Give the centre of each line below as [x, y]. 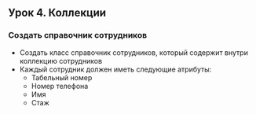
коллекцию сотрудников [61, 61]
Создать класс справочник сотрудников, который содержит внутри [134, 52]
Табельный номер [62, 77]
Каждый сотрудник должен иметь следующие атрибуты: [115, 69]
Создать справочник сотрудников [78, 35]
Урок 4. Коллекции [57, 13]
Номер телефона [60, 86]
